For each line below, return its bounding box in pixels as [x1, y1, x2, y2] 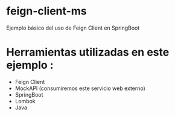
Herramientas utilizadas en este [6, 45, 170, 59]
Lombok [14, 97, 36, 105]
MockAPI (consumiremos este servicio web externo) [14, 85, 146, 92]
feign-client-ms [6, 4, 87, 18]
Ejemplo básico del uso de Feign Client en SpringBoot [6, 24, 140, 31]
